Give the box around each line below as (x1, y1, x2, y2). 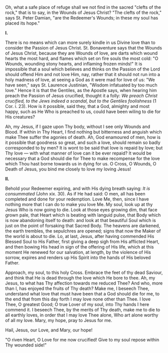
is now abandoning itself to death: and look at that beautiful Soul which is (5, 217, 156, 223)
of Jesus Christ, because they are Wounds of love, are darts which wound (5, 50, 158, 56)
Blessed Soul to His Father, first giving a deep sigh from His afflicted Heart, (5, 238, 159, 244)
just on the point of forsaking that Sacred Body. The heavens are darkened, (5, 222, 160, 228)
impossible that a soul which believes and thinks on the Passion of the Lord (5, 66, 160, 72)
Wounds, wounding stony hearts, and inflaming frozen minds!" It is (5, 61, 142, 66)
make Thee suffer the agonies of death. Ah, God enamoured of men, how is (5, 134, 161, 140)
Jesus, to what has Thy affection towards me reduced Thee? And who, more (5, 280, 163, 286)
